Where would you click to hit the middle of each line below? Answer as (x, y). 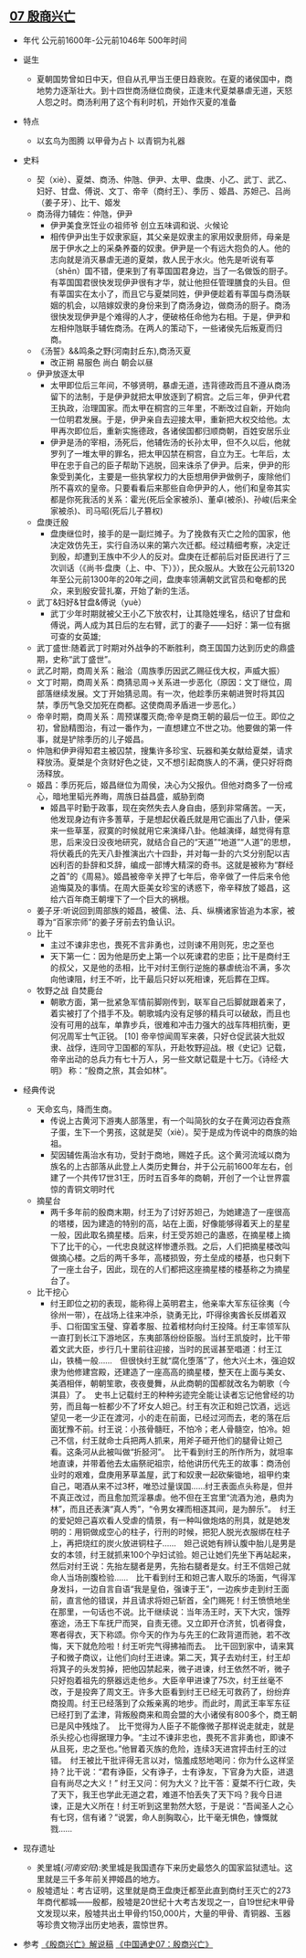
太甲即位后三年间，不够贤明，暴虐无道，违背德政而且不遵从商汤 (170, 385)
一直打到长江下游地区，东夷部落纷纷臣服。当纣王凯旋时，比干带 (170, 1338)
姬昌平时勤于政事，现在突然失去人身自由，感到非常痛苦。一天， (170, 808)
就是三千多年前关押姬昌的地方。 (105, 1879)
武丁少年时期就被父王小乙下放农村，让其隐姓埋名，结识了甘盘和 (170, 613)
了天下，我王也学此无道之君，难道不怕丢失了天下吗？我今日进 (166, 1794)
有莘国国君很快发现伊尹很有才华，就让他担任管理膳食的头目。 (166, 282)
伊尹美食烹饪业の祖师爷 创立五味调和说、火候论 (139, 225)
